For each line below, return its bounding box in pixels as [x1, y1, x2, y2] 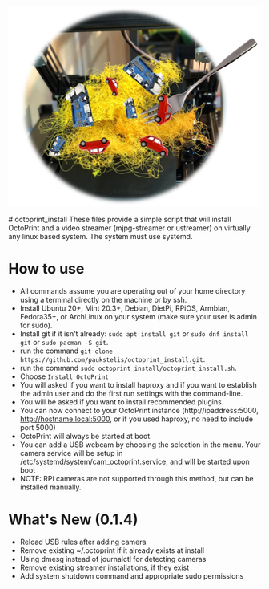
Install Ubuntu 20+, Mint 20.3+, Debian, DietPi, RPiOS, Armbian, [19, 303, 231, 313]
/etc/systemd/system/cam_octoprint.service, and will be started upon [19, 457, 250, 467]
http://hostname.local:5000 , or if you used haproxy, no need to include [19, 414, 254, 424]
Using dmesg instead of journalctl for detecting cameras [19, 554, 207, 564]
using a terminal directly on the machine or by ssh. [19, 295, 187, 305]
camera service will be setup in [19, 449, 123, 458]
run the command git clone [19, 346, 114, 355]
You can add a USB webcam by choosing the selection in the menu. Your [19, 440, 261, 449]
